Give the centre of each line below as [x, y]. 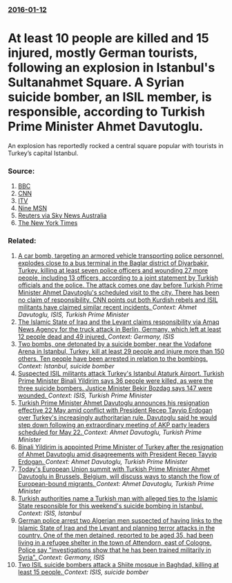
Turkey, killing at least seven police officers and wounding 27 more [113, 271]
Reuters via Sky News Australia [62, 215]
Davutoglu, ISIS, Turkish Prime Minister [74, 315]
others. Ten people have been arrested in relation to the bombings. [113, 359]
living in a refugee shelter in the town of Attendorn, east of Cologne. [115, 543]
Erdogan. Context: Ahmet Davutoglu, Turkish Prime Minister [103, 462]
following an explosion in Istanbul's [112, 68]
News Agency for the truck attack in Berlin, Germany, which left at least [119, 330]
